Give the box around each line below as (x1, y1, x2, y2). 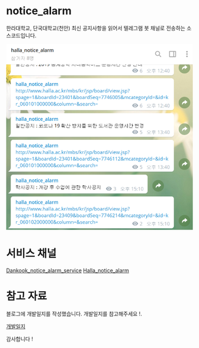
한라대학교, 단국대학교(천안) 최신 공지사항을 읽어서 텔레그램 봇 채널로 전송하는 (6, 24, 185, 31)
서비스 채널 (6, 247, 57, 260)
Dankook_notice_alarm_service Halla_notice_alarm (6, 267, 129, 274)
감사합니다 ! (6, 336, 34, 343)
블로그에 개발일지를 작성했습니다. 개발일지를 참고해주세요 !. (6, 310, 142, 318)
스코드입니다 (6, 31, 36, 39)
